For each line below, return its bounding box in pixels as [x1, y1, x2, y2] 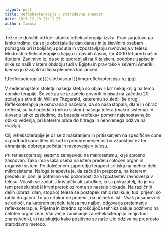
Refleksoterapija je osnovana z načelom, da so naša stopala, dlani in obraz [5, 101, 157, 107]
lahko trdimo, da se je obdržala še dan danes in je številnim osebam [5, 40, 143, 46]
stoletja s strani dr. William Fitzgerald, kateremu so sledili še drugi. [5, 96, 140, 102]
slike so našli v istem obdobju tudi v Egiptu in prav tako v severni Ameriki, [5, 61, 155, 67]
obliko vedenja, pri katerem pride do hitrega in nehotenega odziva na [5, 117, 146, 123]
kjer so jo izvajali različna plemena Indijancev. [5, 67, 98, 73]
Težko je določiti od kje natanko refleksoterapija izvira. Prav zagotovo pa [5, 35, 153, 41]
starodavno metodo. [5, 221, 47, 227]
